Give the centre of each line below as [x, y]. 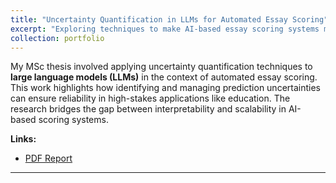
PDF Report [48, 158]
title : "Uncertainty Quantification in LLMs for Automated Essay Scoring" [169, 19]
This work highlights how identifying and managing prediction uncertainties [165, 88]
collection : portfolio [57, 38]
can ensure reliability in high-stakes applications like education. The [150, 98]
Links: [23, 139]
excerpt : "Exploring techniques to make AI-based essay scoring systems [165, 29]
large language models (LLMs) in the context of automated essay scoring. [164, 77]
